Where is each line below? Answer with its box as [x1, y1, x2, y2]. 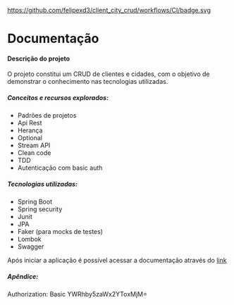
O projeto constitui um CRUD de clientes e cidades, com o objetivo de [7, 70, 210, 78]
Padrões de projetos [17, 111, 77, 120]
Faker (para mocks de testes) [17, 228, 104, 236]
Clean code [17, 149, 51, 157]
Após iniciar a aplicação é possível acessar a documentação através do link [7, 256, 227, 265]
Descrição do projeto [7, 54, 70, 63]
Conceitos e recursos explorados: [7, 93, 109, 101]
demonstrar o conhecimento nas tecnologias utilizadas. [7, 77, 168, 86]
